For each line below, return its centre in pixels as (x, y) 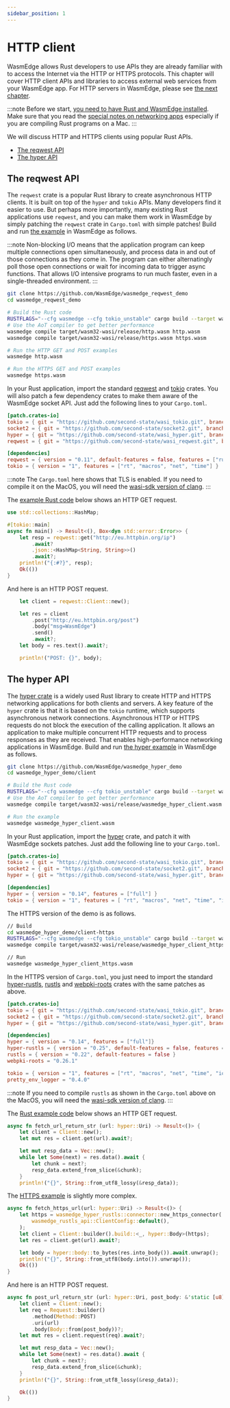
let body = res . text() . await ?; (64, 645)
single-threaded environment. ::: (52, 281)
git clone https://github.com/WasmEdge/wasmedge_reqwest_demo (98, 294)
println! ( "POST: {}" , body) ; (61, 658)
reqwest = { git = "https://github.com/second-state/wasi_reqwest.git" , (113, 441)
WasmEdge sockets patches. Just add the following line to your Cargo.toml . (114, 843)
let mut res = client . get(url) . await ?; (76, 1139)
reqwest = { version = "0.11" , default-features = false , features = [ (111, 460)
